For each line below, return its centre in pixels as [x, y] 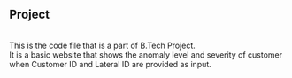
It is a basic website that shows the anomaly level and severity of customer [146, 55]
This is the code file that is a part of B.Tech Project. [103, 45]
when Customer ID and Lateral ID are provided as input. [111, 64]
